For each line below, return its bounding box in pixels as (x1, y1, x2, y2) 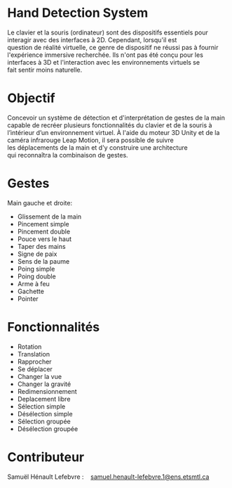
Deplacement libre (17, 394, 71, 403)
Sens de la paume (17, 257, 70, 265)
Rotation (17, 342, 42, 351)
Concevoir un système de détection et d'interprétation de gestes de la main (7, 113, 226, 122)
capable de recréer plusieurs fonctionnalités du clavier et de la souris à (7, 121, 212, 129)
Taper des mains (17, 242, 66, 250)
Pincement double (17, 227, 71, 236)
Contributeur (7, 449, 85, 465)
